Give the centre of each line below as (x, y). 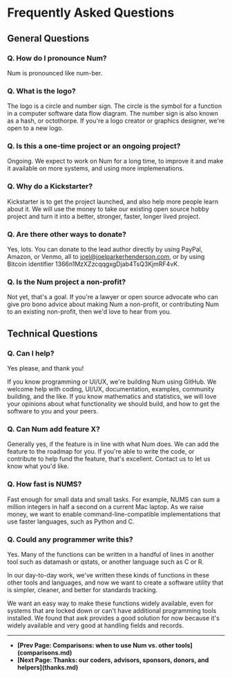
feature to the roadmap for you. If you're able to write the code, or (101, 452)
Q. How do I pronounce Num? (57, 58)
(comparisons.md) (45, 652)
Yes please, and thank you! (46, 368)
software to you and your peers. (53, 411)
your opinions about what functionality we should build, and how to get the (114, 404)
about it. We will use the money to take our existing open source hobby (108, 208)
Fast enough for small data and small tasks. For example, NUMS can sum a (114, 499)
